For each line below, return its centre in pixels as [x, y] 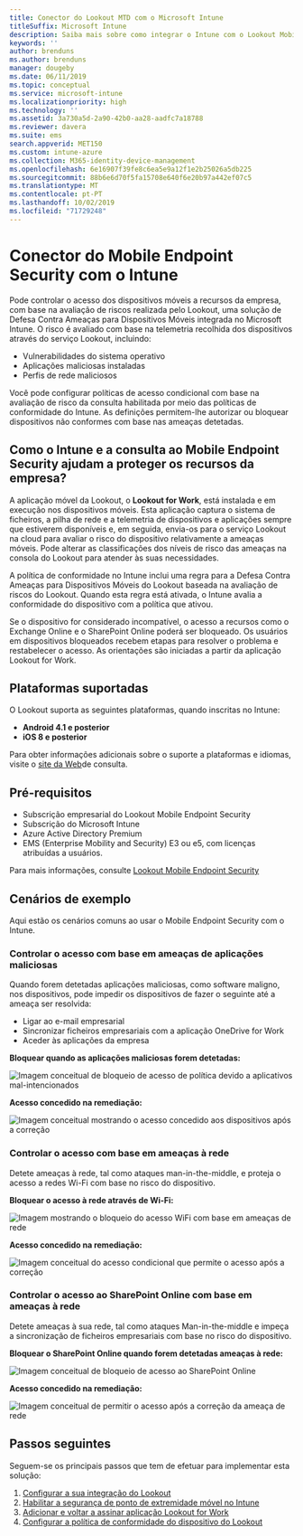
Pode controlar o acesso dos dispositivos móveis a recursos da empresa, [145, 300]
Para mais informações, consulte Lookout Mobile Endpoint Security [134, 871]
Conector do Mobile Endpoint [121, 255]
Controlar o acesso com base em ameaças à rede [119, 1154]
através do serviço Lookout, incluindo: [80, 338]
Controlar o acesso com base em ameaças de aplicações [137, 953]
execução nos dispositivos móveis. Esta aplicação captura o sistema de [142, 509]
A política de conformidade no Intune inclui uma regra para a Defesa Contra [150, 575]
